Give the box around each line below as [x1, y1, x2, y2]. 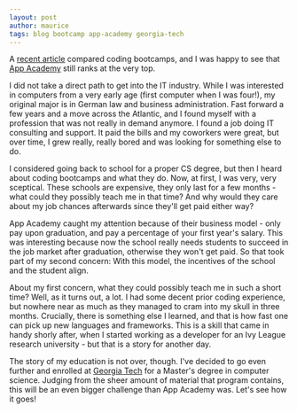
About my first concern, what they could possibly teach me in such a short [9, 283, 282, 293]
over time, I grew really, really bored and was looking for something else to [9, 136, 282, 147]
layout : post [9, 12, 58, 22]
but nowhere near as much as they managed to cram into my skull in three [9, 301, 280, 312]
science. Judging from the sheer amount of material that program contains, [9, 375, 285, 386]
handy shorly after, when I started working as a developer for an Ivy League [9, 330, 286, 340]
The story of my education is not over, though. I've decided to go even [9, 356, 267, 367]
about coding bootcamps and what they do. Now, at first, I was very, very [9, 173, 277, 183]
